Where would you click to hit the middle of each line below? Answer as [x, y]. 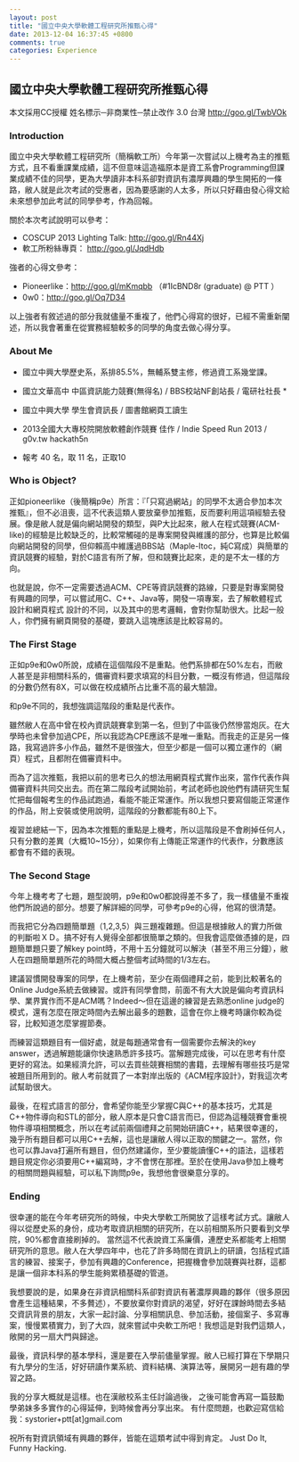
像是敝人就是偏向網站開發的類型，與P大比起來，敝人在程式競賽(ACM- [152, 524]
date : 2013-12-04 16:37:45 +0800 [71, 34]
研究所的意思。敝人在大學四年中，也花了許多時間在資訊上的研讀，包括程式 [145, 1251]
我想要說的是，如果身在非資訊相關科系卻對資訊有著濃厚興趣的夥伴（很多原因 [149, 1292]
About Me [31, 351]
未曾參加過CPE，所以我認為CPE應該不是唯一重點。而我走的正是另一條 [161, 736]
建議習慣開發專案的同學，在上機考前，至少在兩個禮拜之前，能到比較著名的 [145, 979]
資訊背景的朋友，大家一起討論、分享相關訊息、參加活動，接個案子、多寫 [149, 1314]
